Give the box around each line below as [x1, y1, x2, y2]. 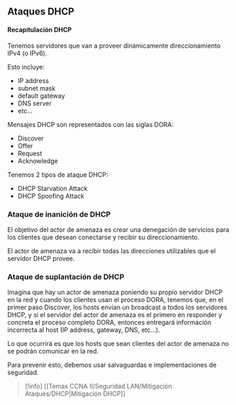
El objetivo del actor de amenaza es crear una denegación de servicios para [7, 225, 230, 233]
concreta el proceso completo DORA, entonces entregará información [7, 318, 211, 327]
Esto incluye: [7, 62, 45, 71]
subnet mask [17, 84, 56, 92]
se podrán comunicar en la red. [7, 347, 99, 355]
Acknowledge [17, 156, 58, 165]
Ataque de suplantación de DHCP [7, 272, 125, 282]
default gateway [17, 91, 65, 100]
